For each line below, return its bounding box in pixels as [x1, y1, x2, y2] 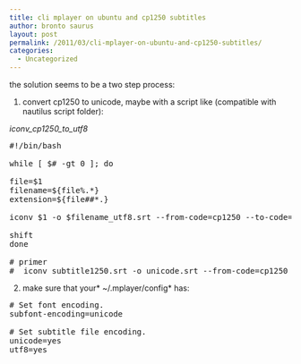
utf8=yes [9, 345, 47, 354]
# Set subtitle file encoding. [9, 327, 147, 336]
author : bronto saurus [9, 21, 94, 30]
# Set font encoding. [9, 301, 105, 309]
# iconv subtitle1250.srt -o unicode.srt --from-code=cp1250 [9, 266, 288, 275]
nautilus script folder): [21, 106, 105, 116]
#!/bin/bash [9, 140, 62, 150]
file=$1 [9, 176, 43, 186]
